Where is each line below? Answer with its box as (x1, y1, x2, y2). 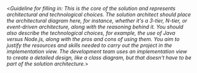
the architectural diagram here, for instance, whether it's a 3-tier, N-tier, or (6, 17, 188, 24)
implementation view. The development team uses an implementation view (6, 48, 187, 54)
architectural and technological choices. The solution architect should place (6, 11, 191, 18)
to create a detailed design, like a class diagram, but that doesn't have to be (6, 54, 192, 61)
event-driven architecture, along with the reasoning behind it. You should (6, 23, 184, 30)
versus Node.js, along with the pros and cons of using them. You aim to (6, 36, 180, 42)
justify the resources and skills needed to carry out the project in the (6, 42, 172, 49)
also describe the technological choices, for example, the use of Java (6, 30, 175, 36)
